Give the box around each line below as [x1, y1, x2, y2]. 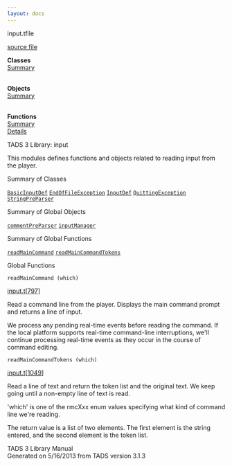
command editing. [7, 343, 59, 351]
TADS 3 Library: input [7, 140, 69, 149]
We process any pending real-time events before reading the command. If [7, 321, 219, 329]
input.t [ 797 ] [7, 287, 41, 295]
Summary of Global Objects [7, 207, 87, 215]
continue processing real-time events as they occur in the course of [7, 335, 201, 343]
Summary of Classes [7, 174, 67, 183]
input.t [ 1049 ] [7, 368, 44, 377]
